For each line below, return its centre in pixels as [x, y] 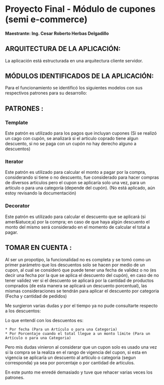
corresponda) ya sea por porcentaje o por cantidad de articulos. [70, 362]
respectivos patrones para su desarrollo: [46, 93]
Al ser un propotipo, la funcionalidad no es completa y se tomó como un [78, 259]
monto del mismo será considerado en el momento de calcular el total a [78, 227]
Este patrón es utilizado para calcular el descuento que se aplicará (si [75, 217]
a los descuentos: [23, 311]
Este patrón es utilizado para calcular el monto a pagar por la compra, [76, 172]
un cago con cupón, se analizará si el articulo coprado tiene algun [72, 138]
